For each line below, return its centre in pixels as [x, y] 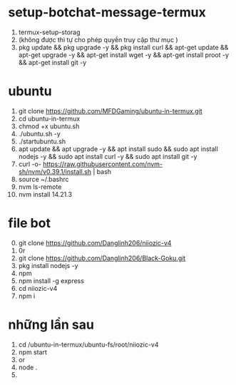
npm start [32, 352]
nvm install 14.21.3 [45, 194]
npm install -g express [51, 281]
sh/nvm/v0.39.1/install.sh [55, 171]
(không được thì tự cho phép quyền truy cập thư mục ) [98, 39]
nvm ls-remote [40, 187]
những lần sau [51, 324]
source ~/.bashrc [44, 179]
